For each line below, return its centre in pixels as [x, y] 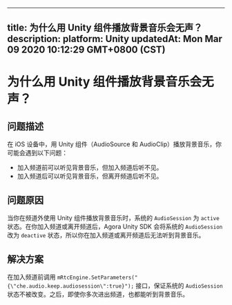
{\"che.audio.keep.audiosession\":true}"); [71, 286]
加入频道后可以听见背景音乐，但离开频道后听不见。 [90, 176]
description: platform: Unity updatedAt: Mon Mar [115, 39]
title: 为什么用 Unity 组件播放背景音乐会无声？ [105, 28]
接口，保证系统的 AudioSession [179, 286]
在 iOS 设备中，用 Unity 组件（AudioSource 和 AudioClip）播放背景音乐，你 [115, 144]
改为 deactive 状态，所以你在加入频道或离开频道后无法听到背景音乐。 [106, 235]
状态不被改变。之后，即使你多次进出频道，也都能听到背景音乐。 [98, 295]
